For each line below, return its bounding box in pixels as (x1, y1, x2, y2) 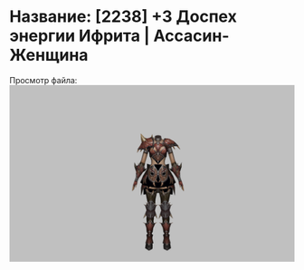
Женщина (9, 45, 89, 65)
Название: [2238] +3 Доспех (9, 6, 237, 27)
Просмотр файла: (9, 74, 78, 85)
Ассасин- (153, 25, 230, 46)
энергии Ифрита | (9, 25, 150, 46)
